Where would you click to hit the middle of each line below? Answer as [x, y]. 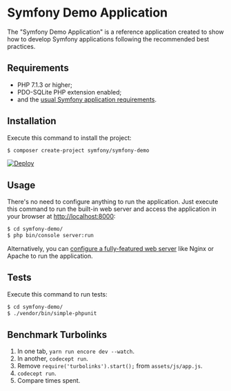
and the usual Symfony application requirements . [87, 99]
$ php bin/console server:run [51, 236]
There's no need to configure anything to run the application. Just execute [113, 202]
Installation [32, 121]
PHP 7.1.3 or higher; [44, 85]
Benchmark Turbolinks [57, 335]
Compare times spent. [49, 381]
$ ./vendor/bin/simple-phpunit [52, 313]
